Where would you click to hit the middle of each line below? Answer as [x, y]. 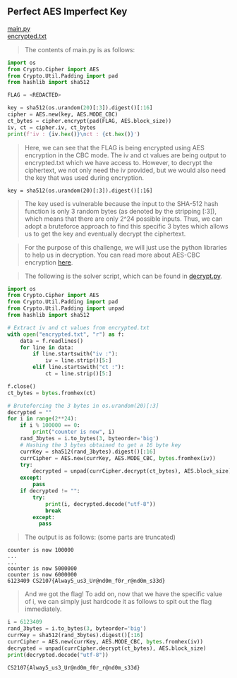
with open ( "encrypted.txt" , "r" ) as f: [66, 334]
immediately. [43, 609]
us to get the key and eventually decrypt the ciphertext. [105, 234]
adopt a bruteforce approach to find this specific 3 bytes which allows [126, 226]
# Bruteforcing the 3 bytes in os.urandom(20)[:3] [83, 406]
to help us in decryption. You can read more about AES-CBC [112, 255]
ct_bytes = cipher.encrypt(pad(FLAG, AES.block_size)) [90, 121]
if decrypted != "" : [50, 491]
